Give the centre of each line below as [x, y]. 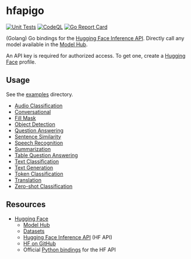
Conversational [33, 111]
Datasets [34, 231]
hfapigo [25, 11]
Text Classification [37, 161]
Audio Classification [38, 106]
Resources [26, 204]
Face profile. [21, 62]
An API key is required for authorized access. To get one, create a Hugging [96, 55]
